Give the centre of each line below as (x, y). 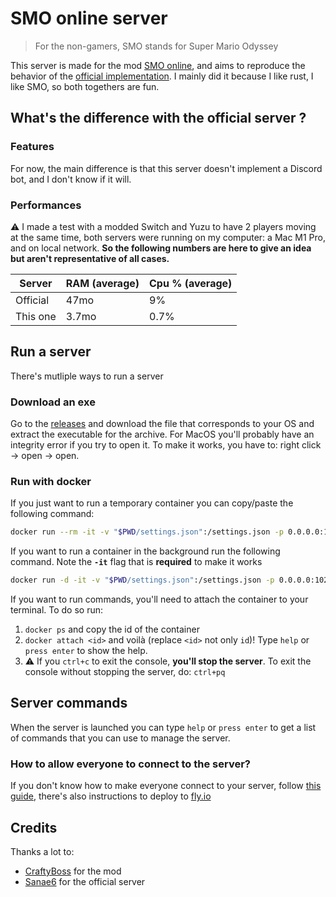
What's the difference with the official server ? (158, 118)
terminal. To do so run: (56, 610)
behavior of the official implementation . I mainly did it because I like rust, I (162, 76)
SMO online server (89, 18)
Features (32, 147)
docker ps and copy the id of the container (112, 629)
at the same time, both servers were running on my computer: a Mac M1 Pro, (168, 237)
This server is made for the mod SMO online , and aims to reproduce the (158, 65)
